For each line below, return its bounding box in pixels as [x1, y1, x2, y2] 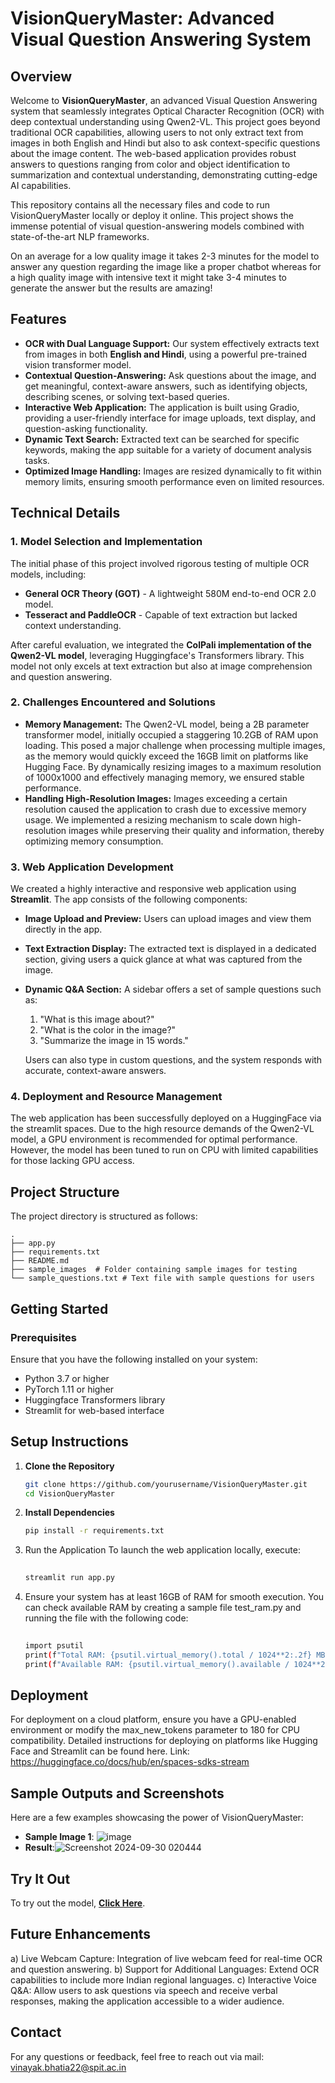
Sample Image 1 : [24, 1831, 95, 1843]
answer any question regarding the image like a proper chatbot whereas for [10, 261, 322, 272]
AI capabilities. [10, 180, 72, 191]
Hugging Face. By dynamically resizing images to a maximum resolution [24, 760, 322, 772]
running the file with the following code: [24, 1612, 189, 1624]
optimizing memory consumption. [24, 835, 164, 847]
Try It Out [10, 1870, 71, 1887]
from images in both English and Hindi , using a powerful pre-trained [24, 348, 307, 360]
